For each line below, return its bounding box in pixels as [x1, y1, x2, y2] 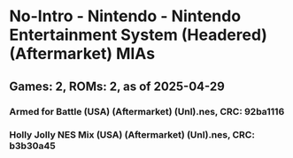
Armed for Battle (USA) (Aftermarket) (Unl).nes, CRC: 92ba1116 [9, 105, 285, 117]
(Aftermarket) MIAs [9, 44, 156, 64]
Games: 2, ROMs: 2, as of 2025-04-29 [9, 79, 226, 94]
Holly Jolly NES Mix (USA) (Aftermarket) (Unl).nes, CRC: [9, 129, 255, 141]
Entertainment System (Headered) [9, 25, 268, 45]
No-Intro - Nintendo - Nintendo [9, 6, 242, 26]
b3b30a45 [9, 139, 56, 152]
